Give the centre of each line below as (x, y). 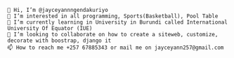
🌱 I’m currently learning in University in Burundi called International (118, 22)
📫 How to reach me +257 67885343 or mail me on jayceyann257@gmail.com (116, 48)
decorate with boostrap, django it (59, 41)
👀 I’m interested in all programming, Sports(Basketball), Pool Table (113, 16)
